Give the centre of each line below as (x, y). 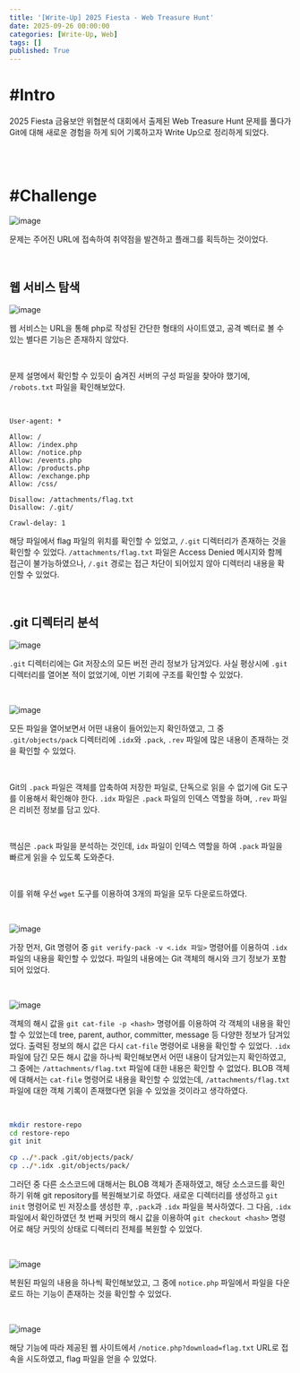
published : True (39, 51)
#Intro (32, 95)
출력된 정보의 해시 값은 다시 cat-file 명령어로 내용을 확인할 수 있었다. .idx (159, 1045)
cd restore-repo (39, 1133)
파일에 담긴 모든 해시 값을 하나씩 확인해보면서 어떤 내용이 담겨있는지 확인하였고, (148, 1057)
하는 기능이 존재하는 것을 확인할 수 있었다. (99, 1294)
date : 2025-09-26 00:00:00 (60, 26)
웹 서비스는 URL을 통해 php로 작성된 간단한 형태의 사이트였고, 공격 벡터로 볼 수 (147, 328)
